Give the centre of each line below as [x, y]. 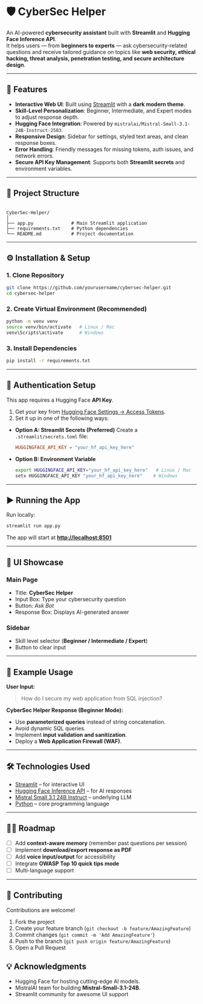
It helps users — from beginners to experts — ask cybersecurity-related [97, 45]
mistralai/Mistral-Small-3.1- [152, 124]
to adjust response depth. [47, 117]
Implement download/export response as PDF [73, 849]
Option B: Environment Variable [55, 459]
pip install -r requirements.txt [48, 361]
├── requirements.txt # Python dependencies [67, 228]
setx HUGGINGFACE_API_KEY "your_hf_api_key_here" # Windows [96, 476]
